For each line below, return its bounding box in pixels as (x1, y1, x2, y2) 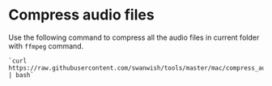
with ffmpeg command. (8, 41, 84, 50)
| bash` (8, 71, 35, 79)
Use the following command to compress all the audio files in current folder (8, 32, 260, 42)
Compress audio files (8, 6, 155, 24)
